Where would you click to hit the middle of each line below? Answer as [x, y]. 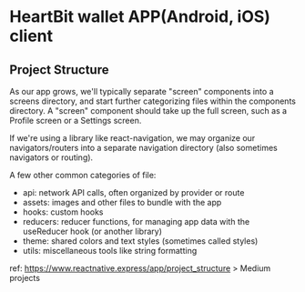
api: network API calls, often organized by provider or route [133, 192]
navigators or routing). [51, 157]
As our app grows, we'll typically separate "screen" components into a [142, 91]
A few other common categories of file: [83, 175]
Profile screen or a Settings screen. [76, 121]
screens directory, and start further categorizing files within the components [152, 101]
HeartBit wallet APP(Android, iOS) [140, 17]
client [31, 36]
